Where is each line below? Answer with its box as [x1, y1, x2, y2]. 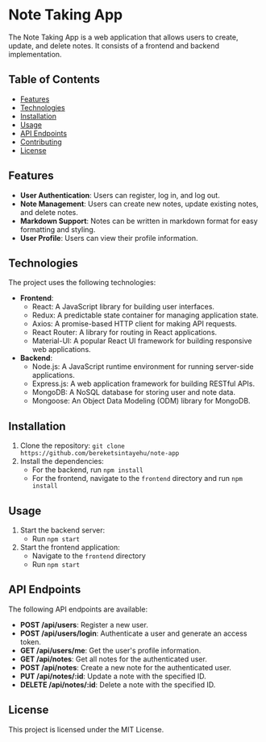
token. [19, 636, 42, 646]
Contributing [19, 137, 62, 147]
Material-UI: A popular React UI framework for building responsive [31, 336, 252, 346]
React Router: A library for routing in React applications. [31, 328, 218, 338]
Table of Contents [8, 73, 101, 86]
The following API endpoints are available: [8, 604, 148, 614]
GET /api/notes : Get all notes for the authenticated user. [19, 654, 207, 664]
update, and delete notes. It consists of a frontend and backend [8, 40, 220, 50]
